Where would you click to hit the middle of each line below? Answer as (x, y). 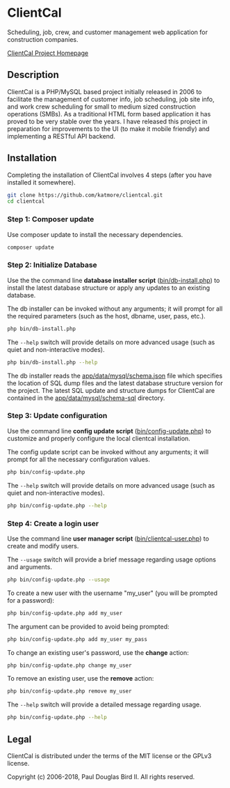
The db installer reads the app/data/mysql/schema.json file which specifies (115, 376)
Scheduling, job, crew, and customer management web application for (108, 32)
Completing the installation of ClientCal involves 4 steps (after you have (109, 175)
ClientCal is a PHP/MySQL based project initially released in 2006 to (105, 91)
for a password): (31, 600)
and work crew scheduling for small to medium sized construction (101, 107)
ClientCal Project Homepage (48, 53)
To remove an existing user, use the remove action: (81, 679)
